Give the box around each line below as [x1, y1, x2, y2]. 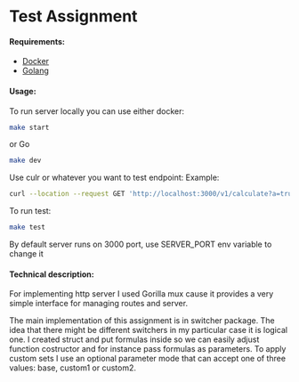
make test [9, 223, 46, 232]
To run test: [9, 206, 52, 216]
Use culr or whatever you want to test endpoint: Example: [9, 172, 220, 183]
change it [9, 248, 44, 259]
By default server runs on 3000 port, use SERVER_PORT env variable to [9, 239, 272, 250]
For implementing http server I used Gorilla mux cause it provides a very [9, 289, 274, 299]
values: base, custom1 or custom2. [9, 362, 136, 373]
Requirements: [9, 36, 65, 46]
